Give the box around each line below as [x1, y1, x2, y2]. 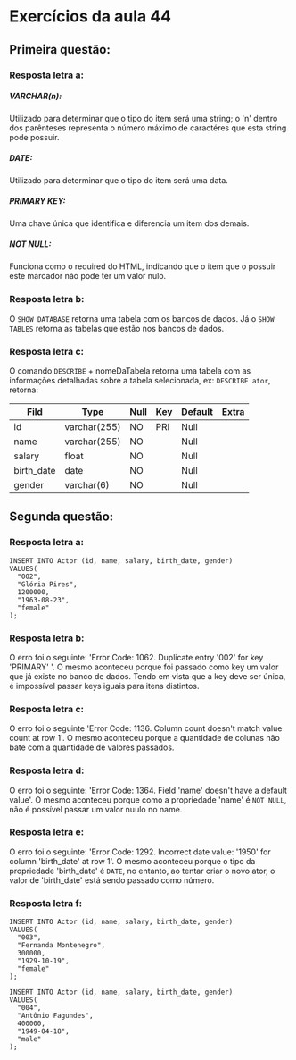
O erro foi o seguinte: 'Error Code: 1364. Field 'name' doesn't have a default [9, 785, 288, 795]
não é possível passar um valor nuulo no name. [9, 803, 183, 814]
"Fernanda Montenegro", [17, 941, 105, 950]
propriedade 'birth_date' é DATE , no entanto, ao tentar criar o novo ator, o [9, 865, 275, 876]
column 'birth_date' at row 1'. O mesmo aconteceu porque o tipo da [9, 855, 256, 866]
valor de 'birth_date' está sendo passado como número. [9, 874, 215, 886]
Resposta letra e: [9, 826, 85, 838]
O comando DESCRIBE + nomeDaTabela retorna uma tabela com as [9, 365, 251, 376]
